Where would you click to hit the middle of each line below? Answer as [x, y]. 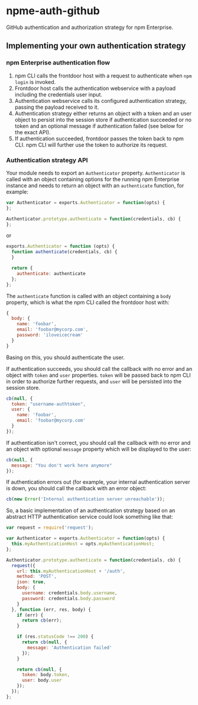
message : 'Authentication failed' [70, 648]
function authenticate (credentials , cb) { [64, 252]
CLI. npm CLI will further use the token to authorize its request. [91, 145]
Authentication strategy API [47, 160]
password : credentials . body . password [68, 599]
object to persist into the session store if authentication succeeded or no [103, 119]
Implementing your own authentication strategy [96, 46]
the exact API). [33, 132]
